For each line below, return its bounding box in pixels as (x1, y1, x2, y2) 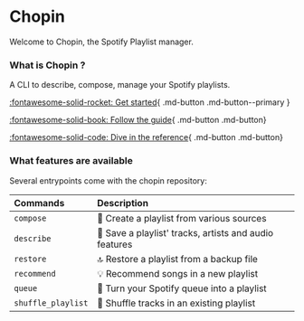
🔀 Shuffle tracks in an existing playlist (96, 297, 256, 309)
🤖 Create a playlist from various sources (96, 212, 267, 224)
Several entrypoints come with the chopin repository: (9, 175, 208, 186)
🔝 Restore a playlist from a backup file (96, 252, 258, 265)
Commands (14, 196, 65, 209)
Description (96, 196, 149, 209)
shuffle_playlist (14, 297, 89, 308)
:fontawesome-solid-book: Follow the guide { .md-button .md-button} (9, 115, 267, 126)
